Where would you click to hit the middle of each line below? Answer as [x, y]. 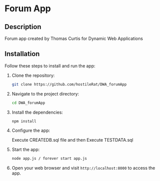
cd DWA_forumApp [28, 103]
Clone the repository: [33, 75]
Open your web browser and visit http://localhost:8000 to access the [83, 168]
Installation [22, 54]
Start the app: [26, 150]
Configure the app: [31, 130]
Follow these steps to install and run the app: [50, 66]
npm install [24, 121]
